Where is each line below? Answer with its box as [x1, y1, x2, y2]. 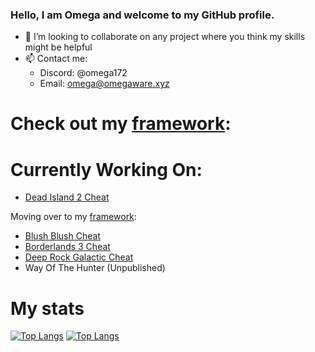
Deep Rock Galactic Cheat [24, 251, 134, 263]
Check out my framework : [10, 113, 232, 135]
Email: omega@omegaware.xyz [39, 78, 170, 90]
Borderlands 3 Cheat [24, 241, 111, 253]
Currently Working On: [10, 158, 203, 181]
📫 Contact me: [24, 53, 88, 65]
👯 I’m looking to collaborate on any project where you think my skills [24, 31, 306, 43]
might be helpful [24, 41, 93, 53]
